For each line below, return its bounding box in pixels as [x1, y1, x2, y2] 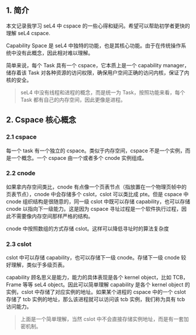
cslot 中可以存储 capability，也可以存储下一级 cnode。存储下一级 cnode [6, 254, 180, 261]
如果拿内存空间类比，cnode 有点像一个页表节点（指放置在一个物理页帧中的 [6, 183, 187, 190]
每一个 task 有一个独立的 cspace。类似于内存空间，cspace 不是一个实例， [6, 147, 185, 154]
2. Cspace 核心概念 [6, 115, 77, 125]
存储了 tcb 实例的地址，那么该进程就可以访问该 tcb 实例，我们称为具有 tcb [6, 296, 185, 303]
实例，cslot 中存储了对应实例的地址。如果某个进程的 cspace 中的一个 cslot [6, 289, 186, 296]
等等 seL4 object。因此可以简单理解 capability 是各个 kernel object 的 [22, 281, 190, 288]
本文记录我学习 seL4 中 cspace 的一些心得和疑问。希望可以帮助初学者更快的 [6, 22, 190, 29]
